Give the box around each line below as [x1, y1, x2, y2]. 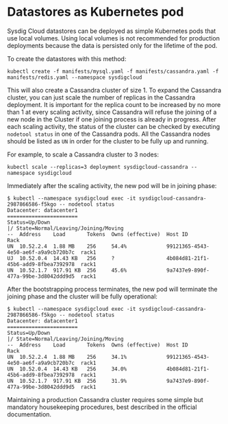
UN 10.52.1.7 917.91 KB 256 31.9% [7, 377, 127, 384]
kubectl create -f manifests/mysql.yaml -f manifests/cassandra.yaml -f [7, 68, 219, 75]
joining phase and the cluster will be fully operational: [7, 292, 157, 301]
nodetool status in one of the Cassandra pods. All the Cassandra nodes [7, 130, 211, 138]
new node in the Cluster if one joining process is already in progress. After [7, 115, 217, 123]
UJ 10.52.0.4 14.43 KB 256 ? [7, 255, 115, 261]
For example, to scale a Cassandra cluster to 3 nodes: [7, 150, 160, 158]
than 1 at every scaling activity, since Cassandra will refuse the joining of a [7, 108, 217, 116]
